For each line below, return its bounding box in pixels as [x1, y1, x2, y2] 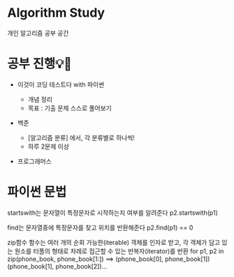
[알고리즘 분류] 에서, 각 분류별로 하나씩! [27, 133, 135, 142]
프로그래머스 [17, 157, 52, 165]
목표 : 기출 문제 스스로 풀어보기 [27, 103, 112, 112]
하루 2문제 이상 [27, 142, 70, 151]
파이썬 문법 [7, 184, 67, 200]
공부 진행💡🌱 [7, 56, 72, 72]
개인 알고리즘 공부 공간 [7, 29, 69, 37]
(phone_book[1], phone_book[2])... [7, 262, 108, 270]
